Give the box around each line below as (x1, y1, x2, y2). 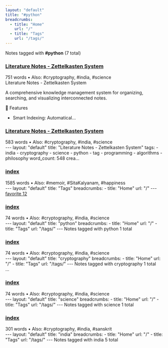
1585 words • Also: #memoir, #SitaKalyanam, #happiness (5, 180, 126, 186)
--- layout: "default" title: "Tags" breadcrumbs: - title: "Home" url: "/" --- (5, 185, 157, 191)
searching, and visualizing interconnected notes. (5, 95, 107, 101)
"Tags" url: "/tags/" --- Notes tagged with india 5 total (5, 336, 119, 342)
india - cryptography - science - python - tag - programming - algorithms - (5, 150, 163, 156)
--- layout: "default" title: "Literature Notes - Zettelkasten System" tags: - (5, 144, 159, 151)
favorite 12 (5, 190, 27, 196)
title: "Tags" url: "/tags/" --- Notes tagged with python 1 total (5, 226, 132, 232)
